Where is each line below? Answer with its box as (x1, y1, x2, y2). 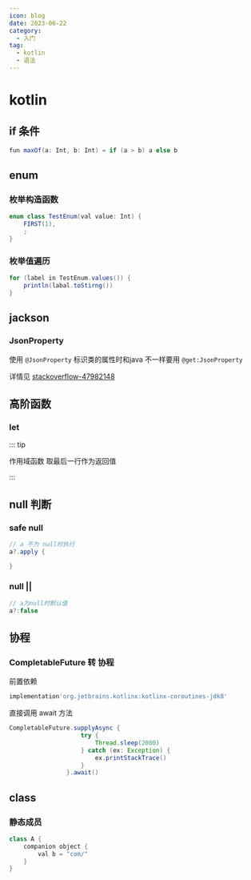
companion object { (23, 842, 89, 850)
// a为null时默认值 (9, 599, 68, 607)
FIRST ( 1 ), (23, 220, 57, 228)
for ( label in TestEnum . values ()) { (9, 274, 131, 283)
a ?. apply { (9, 548, 46, 556)
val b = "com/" (38, 850, 89, 858)
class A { (9, 834, 42, 843)
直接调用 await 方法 (9, 708, 74, 717)
